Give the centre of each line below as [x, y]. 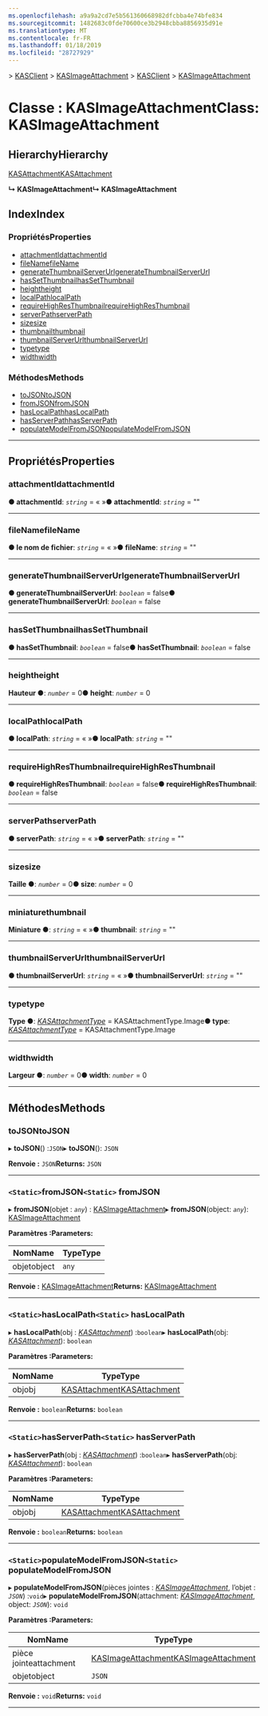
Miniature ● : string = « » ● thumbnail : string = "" [92, 930]
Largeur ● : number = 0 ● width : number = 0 [78, 1075]
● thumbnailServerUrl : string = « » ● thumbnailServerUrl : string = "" [126, 975]
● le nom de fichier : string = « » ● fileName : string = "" [102, 547]
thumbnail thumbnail [52, 331]
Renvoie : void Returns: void [55, 1696]
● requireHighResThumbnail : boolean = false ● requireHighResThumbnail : [133, 784]
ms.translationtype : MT [48, 30]
